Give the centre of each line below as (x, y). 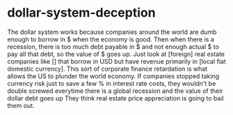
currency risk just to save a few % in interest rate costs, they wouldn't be (112, 83)
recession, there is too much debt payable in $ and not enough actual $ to (113, 46)
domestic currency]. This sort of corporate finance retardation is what (107, 69)
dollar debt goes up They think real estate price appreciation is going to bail (115, 98)
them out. (21, 105)
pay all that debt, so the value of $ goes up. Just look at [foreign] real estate (116, 54)
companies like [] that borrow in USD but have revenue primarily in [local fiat (116, 61)
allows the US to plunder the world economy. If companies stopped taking (113, 76)
